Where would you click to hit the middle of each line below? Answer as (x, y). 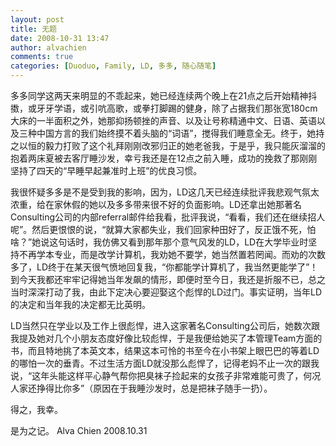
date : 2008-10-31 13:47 (60, 38)
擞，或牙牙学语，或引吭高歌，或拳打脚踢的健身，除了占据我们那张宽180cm (164, 108)
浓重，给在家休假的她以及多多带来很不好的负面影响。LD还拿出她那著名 (156, 204)
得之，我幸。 (36, 409)
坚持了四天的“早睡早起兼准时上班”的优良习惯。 (106, 170)
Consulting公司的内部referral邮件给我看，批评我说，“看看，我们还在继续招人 (168, 217)
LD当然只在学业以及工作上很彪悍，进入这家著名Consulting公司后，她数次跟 (165, 325)
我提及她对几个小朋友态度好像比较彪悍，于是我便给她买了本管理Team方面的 (166, 338)
